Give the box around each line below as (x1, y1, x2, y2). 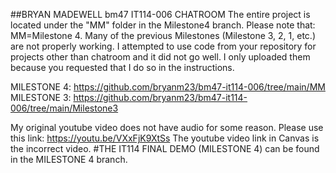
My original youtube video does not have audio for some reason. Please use (10, 122, 324, 133)
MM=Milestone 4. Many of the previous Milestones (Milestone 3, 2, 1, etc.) (10, 30, 316, 41)
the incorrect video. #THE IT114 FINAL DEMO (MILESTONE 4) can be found (10, 143, 320, 154)
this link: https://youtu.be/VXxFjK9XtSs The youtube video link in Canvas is (10, 132, 320, 144)
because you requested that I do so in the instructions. (10, 62, 235, 73)
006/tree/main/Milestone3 (10, 102, 119, 114)
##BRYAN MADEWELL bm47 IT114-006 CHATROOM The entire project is (10, 9, 311, 20)
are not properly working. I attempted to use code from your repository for (10, 40, 317, 52)
